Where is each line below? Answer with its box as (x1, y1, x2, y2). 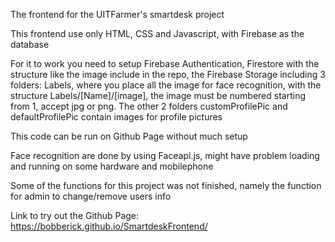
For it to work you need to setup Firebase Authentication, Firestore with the (10, 58, 320, 69)
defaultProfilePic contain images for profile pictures (10, 111, 223, 123)
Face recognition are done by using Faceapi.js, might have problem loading (10, 150, 320, 161)
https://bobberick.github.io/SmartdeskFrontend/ (10, 220, 208, 232)
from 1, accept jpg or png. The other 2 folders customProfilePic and (10, 100, 288, 112)
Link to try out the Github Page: (10, 210, 140, 221)
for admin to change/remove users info (10, 190, 172, 202)
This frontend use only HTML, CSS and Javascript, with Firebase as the (10, 28, 305, 39)
